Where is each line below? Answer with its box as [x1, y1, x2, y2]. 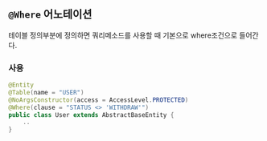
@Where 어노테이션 [8, 7, 92, 22]
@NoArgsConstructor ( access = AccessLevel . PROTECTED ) [8, 95, 189, 104]
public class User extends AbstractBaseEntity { [8, 111, 175, 119]
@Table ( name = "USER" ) [8, 88, 84, 96]
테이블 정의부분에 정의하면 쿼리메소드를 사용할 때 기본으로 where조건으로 [8, 30, 238, 40]
